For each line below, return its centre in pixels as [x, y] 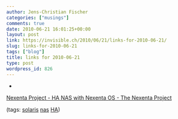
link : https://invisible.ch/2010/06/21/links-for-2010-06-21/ [87, 40]
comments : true [26, 23]
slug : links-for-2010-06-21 [42, 46]
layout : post [23, 35]
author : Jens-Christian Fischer [47, 12]
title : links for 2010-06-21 [43, 57]
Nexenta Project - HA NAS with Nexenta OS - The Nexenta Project [89, 98]
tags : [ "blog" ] [26, 52]
